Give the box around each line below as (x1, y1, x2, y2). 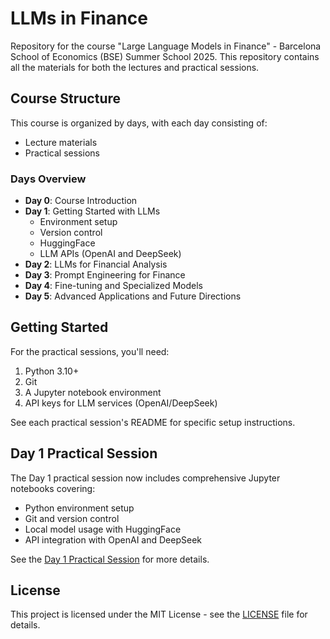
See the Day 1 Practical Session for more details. (10, 553, 210, 565)
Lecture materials (24, 136, 98, 148)
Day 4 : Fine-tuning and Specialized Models (24, 280, 203, 292)
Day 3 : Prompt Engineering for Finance (24, 269, 186, 281)
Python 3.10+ (24, 365, 80, 377)
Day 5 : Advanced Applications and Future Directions (24, 290, 242, 302)
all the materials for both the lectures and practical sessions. (10, 61, 260, 73)
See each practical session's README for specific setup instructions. (10, 416, 296, 428)
